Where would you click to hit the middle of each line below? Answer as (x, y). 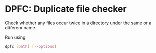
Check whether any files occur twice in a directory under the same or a (78, 23)
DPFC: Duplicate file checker (66, 9)
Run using (15, 37)
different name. (21, 27)
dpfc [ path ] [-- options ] (31, 46)
